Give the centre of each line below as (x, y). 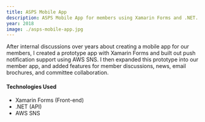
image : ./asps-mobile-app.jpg (45, 29)
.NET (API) (28, 107)
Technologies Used (32, 86)
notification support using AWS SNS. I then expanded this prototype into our (102, 59)
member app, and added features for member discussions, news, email (96, 66)
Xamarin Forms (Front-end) (50, 100)
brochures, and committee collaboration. (58, 73)
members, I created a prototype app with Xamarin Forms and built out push (101, 53)
